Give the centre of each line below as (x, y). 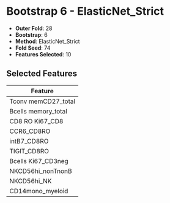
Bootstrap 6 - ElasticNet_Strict (85, 11)
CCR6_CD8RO (30, 131)
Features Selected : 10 (43, 54)
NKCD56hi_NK (31, 181)
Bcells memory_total (38, 111)
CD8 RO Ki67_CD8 (36, 121)
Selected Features (42, 74)
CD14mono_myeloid (39, 191)
